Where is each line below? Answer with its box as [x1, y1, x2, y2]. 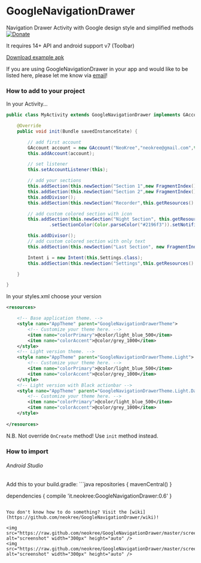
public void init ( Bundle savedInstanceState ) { [17, 128, 138, 134]
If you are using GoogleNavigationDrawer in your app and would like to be [6, 65, 188, 73]
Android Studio [6, 462, 44, 469]
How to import [6, 447, 49, 456]
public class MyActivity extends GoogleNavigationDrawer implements [6, 112, 181, 118]
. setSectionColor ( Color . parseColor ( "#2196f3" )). [48, 222, 172, 228]
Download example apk [6, 53, 65, 61]
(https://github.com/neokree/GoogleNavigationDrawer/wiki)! [6, 514, 160, 520]
